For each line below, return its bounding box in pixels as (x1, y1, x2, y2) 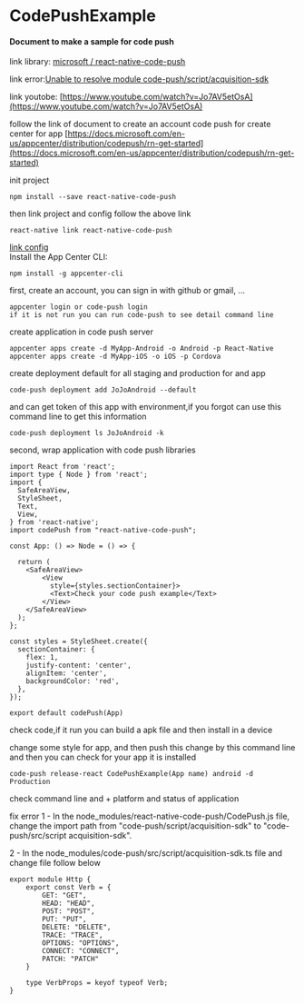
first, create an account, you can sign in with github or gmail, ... (9, 285, 245, 296)
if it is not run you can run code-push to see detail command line (9, 311, 274, 320)
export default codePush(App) (9, 709, 124, 718)
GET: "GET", (42, 891, 88, 900)
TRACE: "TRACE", (42, 930, 103, 940)
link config (9, 242, 49, 253)
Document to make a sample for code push (9, 35, 174, 46)
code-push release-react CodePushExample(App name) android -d (9, 770, 254, 779)
